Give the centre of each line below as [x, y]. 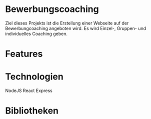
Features [24, 54]
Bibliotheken [32, 111]
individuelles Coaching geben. [36, 33]
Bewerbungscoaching [52, 9]
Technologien [34, 77]
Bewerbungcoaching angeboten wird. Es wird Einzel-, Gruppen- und [76, 28]
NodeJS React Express [29, 90]
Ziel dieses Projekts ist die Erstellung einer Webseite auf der [67, 23]
